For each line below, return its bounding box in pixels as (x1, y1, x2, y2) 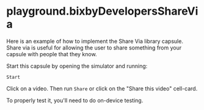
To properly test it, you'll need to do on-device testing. (6, 97, 144, 104)
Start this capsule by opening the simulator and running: (6, 62, 148, 70)
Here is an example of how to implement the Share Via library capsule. (6, 37, 183, 45)
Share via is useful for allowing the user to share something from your (6, 44, 182, 51)
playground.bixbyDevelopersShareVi (6, 4, 199, 18)
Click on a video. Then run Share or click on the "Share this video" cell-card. (6, 84, 198, 92)
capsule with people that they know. (6, 50, 97, 57)
